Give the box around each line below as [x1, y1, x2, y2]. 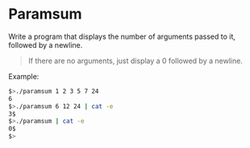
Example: [8, 71, 40, 81]
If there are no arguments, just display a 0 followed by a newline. [27, 56, 244, 66]
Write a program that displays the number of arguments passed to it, [8, 32, 236, 41]
